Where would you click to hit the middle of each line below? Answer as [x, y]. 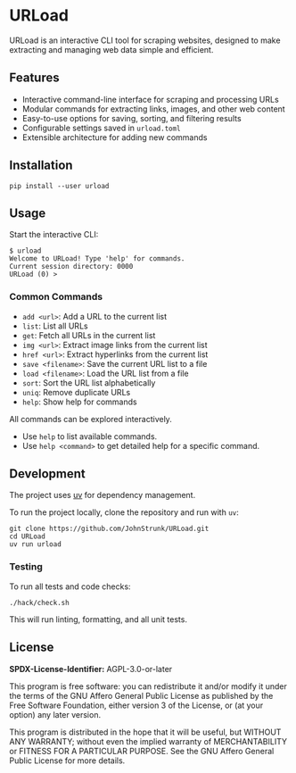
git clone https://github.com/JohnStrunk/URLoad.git [109, 529]
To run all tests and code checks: [70, 586]
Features [34, 78]
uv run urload [36, 544]
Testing [26, 567]
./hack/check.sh [39, 603]
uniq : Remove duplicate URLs [76, 392]
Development [48, 474]
